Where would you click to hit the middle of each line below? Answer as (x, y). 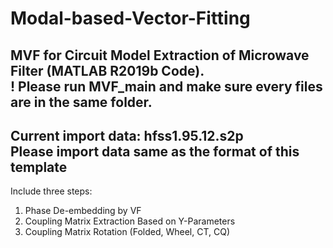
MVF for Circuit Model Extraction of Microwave (160, 55)
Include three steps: (51, 191)
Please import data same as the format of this (155, 151)
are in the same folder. (81, 102)
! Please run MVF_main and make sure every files (166, 86)
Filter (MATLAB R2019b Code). (107, 70)
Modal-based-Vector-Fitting (130, 18)
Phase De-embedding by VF (83, 211)
